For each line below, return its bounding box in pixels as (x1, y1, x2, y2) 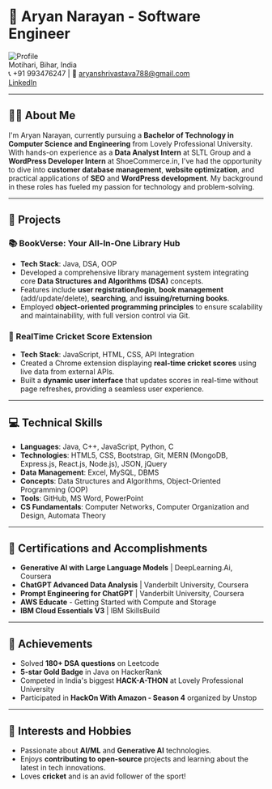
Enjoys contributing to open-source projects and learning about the (19, 753, 249, 764)
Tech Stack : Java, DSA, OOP (19, 259, 117, 269)
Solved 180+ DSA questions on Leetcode (19, 659, 159, 668)
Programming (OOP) (19, 484, 89, 494)
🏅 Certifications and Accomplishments (8, 541, 208, 555)
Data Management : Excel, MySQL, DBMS (19, 467, 159, 477)
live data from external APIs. (19, 366, 115, 376)
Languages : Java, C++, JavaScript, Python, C (19, 441, 174, 451)
